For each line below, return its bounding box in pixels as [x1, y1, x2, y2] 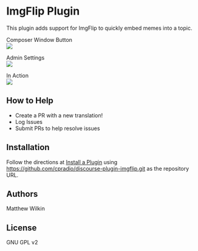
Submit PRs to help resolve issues [15, 125, 100, 132]
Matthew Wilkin [6, 205, 46, 212]
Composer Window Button [6, 36, 73, 43]
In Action [6, 72, 29, 79]
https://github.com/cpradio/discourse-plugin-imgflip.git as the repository [6, 165, 189, 172]
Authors [6, 188, 38, 199]
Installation [6, 142, 50, 153]
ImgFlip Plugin [6, 4, 80, 18]
